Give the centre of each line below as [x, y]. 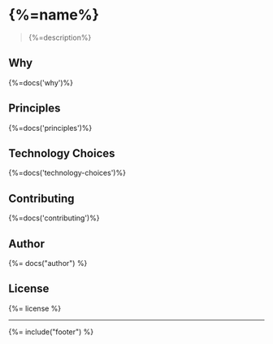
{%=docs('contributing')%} [54, 218]
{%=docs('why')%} [41, 82]
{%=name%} [54, 15]
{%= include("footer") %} [51, 332]
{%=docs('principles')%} [50, 128]
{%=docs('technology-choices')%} [67, 173]
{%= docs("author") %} [48, 263]
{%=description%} [60, 37]
